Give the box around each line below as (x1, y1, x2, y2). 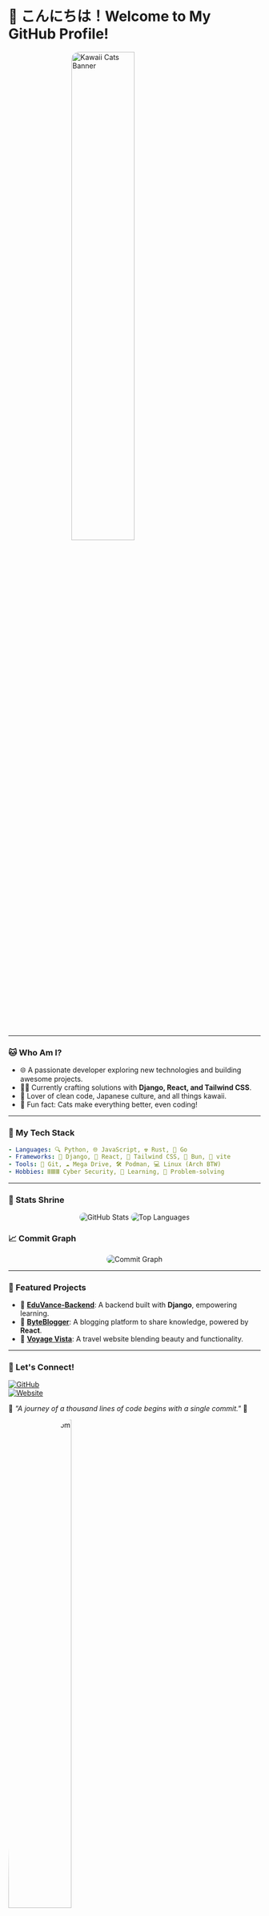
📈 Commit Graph (8, 1233, 77, 1244)
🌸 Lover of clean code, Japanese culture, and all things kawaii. (19, 1091, 227, 1101)
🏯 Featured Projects (8, 1281, 86, 1293)
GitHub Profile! (8, 25, 110, 43)
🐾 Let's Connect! (8, 1361, 74, 1373)
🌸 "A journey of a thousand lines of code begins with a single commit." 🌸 (8, 1404, 248, 1414)
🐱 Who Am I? (8, 1047, 62, 1058)
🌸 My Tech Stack (8, 1127, 75, 1139)
